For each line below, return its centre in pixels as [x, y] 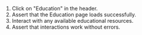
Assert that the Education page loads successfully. [74, 15]
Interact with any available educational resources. [72, 21]
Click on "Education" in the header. [55, 8]
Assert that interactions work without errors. [66, 27]
